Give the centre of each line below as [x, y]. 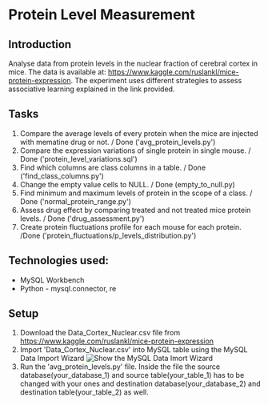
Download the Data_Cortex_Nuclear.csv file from [100, 333]
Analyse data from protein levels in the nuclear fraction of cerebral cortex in [133, 63]
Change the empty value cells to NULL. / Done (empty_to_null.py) [128, 184]
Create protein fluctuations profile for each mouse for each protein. [130, 227]
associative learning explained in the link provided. [92, 89]
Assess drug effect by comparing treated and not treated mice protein [135, 210]
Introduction [40, 44]
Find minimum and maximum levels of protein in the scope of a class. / [136, 193]
